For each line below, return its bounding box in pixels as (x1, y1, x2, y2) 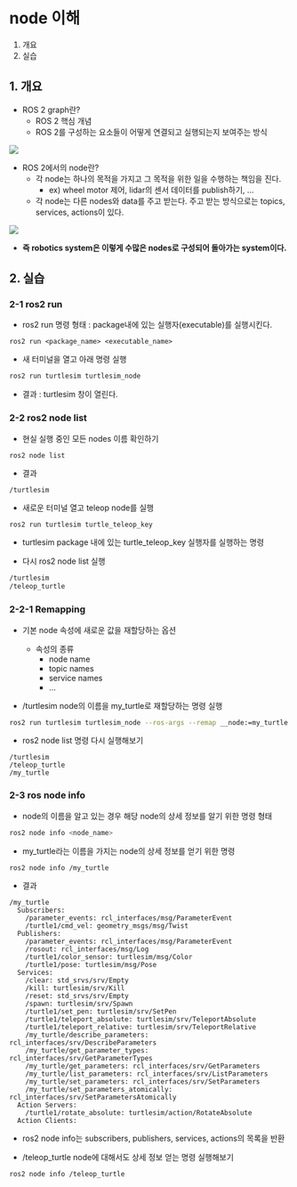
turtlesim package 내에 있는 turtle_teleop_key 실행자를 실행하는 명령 (21, 537, 265, 548)
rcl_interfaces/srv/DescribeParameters (9, 1038, 157, 1047)
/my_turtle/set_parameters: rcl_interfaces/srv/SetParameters (25, 1077, 261, 1086)
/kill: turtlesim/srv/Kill (25, 984, 125, 993)
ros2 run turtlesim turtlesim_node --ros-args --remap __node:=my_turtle (9, 718, 289, 727)
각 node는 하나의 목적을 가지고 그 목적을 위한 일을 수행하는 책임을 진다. (35, 173, 282, 183)
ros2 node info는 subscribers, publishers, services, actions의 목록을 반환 (21, 1133, 285, 1144)
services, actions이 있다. (35, 207, 124, 217)
